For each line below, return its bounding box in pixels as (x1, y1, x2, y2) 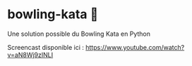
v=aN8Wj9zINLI (7, 51, 54, 59)
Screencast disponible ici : (7, 43, 85, 51)
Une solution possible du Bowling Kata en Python (7, 29, 150, 38)
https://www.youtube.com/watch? (85, 43, 185, 51)
